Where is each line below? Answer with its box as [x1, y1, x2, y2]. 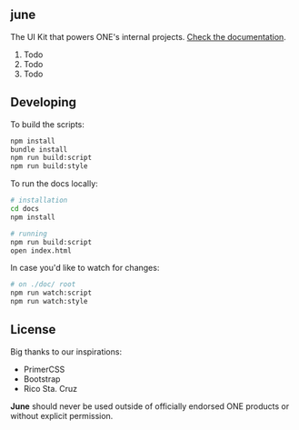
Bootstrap [23, 373, 61, 385]
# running [10, 229, 48, 238]
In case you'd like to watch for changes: [10, 263, 160, 274]
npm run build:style [10, 162, 89, 171]
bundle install [10, 145, 68, 154]
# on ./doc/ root [10, 280, 76, 289]
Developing [10, 95, 76, 110]
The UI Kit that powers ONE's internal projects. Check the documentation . [10, 31, 287, 42]
